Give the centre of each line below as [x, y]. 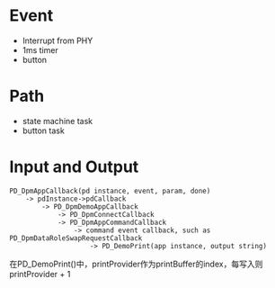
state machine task [57, 121]
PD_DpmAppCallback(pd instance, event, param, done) [110, 191]
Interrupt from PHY [58, 40]
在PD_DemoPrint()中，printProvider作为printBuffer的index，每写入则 [136, 264]
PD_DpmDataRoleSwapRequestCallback [76, 238]
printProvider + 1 [40, 274]
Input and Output [74, 167]
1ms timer [40, 49]
